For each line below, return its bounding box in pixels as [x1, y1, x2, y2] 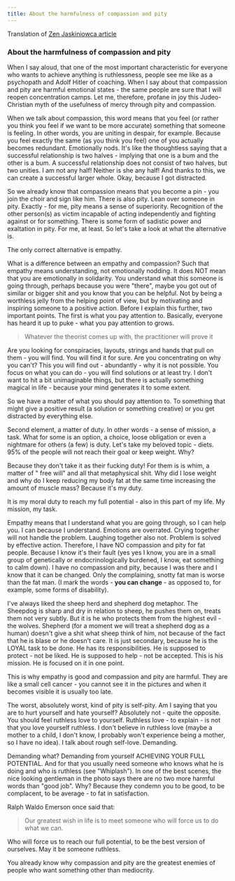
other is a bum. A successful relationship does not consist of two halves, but [7, 159, 227, 167]
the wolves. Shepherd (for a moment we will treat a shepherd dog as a [7, 621, 210, 630]
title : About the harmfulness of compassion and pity [7, 10, 168, 18]
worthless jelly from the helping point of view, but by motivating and [7, 296, 203, 305]
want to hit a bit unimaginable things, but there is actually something [7, 376, 204, 384]
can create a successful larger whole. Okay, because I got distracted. [7, 173, 208, 182]
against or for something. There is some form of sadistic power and [7, 217, 201, 225]
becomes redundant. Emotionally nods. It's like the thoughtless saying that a [7, 143, 227, 152]
